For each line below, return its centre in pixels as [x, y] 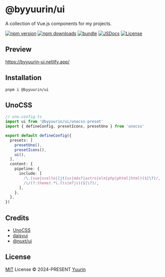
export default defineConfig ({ [38, 136]
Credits [17, 218]
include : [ [30, 173]
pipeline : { [27, 169]
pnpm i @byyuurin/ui [27, 90]
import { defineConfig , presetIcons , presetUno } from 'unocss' [75, 127]
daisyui [20, 235]
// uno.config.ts [24, 117]
